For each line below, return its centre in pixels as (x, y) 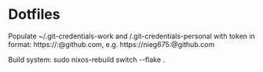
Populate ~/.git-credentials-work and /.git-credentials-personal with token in (131, 36)
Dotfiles (34, 14)
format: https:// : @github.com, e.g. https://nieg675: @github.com (111, 44)
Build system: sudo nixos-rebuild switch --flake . (87, 59)
